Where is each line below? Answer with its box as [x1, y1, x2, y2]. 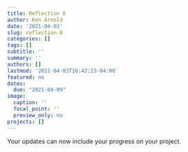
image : [7, 93, 26, 100]
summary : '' [7, 55, 41, 62]
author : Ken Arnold [7, 16, 63, 23]
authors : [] [7, 61, 41, 68]
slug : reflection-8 [7, 29, 63, 36]
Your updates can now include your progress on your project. [7, 137, 181, 145]
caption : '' [13, 99, 48, 106]
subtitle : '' [7, 49, 45, 55]
